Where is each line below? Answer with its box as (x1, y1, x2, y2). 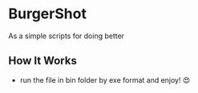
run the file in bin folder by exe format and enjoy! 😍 (19, 75, 191, 84)
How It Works (8, 54, 78, 68)
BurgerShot (8, 5, 87, 23)
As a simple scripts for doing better (8, 31, 125, 41)
